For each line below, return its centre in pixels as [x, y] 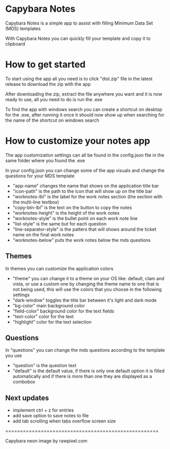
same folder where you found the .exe [45, 160]
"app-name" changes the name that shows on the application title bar [86, 186]
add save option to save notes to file [51, 416]
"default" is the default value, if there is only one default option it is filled [88, 371]
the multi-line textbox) [36, 202]
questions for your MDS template [40, 176]
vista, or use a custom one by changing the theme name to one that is [86, 284]
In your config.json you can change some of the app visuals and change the [85, 170]
